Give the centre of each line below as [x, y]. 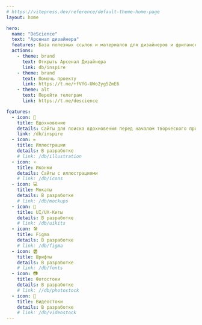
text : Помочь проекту [49, 79]
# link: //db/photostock [48, 290]
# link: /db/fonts [40, 268]
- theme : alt [33, 90]
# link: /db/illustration [50, 156]
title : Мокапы [35, 190]
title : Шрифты [35, 257]
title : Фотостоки [39, 279]
